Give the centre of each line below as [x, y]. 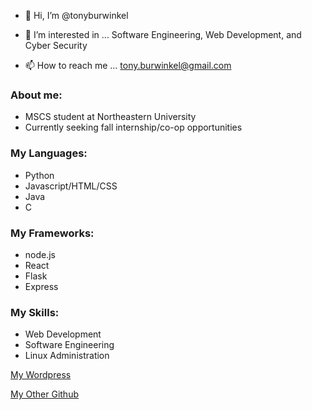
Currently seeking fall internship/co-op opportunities [133, 127]
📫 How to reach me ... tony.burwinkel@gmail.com [128, 65]
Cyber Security [56, 45]
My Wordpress [41, 375]
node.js [40, 254]
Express [41, 286]
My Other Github [44, 394]
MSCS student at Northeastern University [110, 117]
